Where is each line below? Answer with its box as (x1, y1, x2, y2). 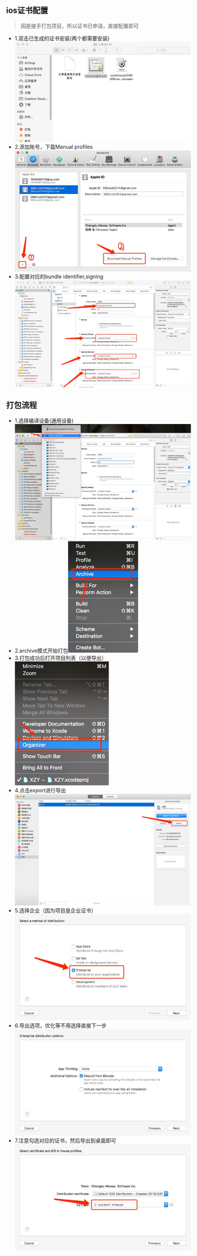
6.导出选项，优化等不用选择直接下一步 (14, 1022, 107, 1029)
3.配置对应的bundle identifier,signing (14, 273, 104, 280)
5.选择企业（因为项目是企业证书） (14, 907, 97, 914)
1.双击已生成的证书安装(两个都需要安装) (14, 35, 110, 42)
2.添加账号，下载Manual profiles (14, 143, 93, 150)
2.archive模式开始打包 (14, 647, 69, 654)
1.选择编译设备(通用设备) (14, 417, 74, 424)
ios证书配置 (6, 5, 49, 16)
